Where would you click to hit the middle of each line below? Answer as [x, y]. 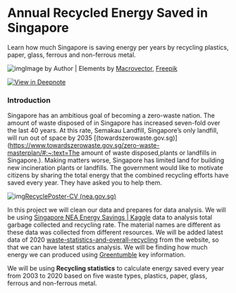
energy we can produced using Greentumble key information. [97, 255]
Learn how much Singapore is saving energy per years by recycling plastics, [118, 47]
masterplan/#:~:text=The [43, 153]
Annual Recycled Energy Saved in [108, 13]
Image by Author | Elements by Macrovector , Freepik [101, 68]
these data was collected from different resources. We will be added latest [115, 233]
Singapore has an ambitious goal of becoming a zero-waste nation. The [111, 116]
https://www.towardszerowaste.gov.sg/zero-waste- [85, 145]
